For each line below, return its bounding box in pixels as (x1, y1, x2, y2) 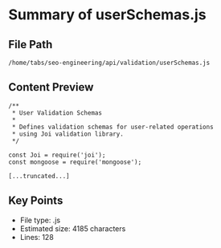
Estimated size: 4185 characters (19, 223, 126, 234)
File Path (8, 38, 53, 51)
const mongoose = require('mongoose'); (8, 158, 142, 166)
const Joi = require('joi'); (8, 151, 106, 159)
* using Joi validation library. (11, 130, 125, 138)
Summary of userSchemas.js (8, 6, 207, 24)
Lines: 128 (19, 232, 54, 242)
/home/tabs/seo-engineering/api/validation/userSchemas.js (8, 59, 211, 67)
